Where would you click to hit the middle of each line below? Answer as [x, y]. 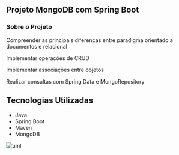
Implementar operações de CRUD [48, 58]
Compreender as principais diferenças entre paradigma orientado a [89, 40]
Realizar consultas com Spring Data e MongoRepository [75, 81]
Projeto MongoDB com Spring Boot [73, 10]
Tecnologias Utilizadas [50, 101]
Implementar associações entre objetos [55, 70]
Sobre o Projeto [29, 27]
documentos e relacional [37, 46]
